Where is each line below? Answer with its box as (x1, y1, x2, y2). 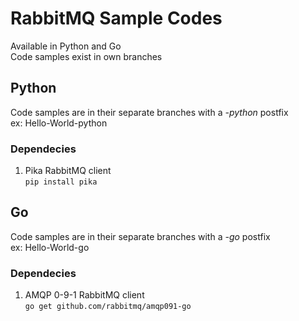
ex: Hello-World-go (10, 241, 90, 253)
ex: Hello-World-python (10, 117, 108, 129)
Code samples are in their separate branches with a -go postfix (10, 230, 271, 242)
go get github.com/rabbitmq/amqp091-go (24, 302, 192, 312)
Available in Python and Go (10, 40, 122, 52)
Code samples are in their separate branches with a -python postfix (10, 106, 289, 118)
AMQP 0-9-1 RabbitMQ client (24, 289, 145, 301)
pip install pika (24, 177, 98, 187)
